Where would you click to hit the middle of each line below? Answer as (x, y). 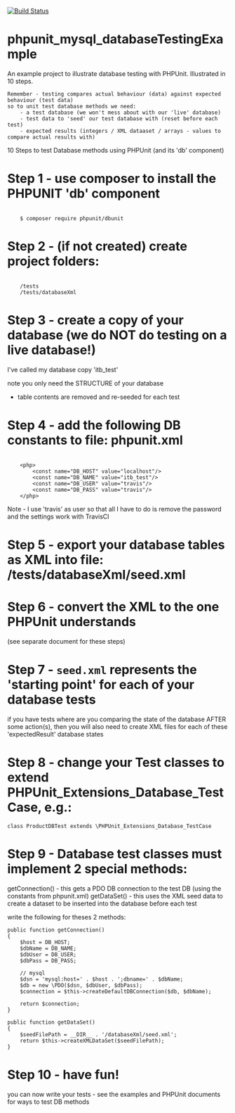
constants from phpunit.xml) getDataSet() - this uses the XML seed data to (115, 896)
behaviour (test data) (40, 100)
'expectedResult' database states (55, 734)
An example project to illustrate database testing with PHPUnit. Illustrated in (116, 73)
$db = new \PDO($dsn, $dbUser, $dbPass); (81, 985)
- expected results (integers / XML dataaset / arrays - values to (120, 131)
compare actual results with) (52, 137)
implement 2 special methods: (98, 869)
